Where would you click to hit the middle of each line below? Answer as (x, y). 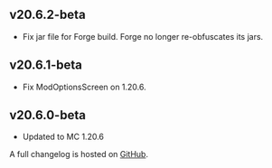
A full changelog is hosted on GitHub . (79, 154)
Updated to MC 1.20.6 (63, 137)
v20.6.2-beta (47, 15)
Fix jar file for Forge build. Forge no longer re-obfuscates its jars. (143, 36)
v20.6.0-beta (47, 115)
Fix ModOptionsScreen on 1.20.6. (84, 87)
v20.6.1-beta (46, 65)
